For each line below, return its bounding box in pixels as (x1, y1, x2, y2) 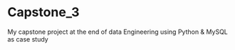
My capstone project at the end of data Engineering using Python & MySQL (7, 27, 228, 36)
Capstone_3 (7, 4, 80, 20)
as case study (7, 35, 48, 43)
